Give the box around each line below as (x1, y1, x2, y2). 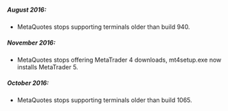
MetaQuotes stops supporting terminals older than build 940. (16, 23, 190, 31)
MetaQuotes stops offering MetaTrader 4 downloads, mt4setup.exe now (16, 56, 222, 64)
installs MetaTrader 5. (16, 62, 79, 71)
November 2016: (7, 38, 56, 47)
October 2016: (7, 79, 49, 87)
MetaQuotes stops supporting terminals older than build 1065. (16, 96, 192, 104)
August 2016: (7, 5, 47, 14)
